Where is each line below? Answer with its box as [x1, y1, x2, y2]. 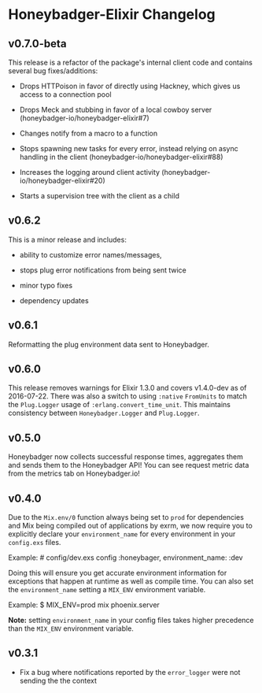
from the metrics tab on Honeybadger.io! [8, 469, 140, 478]
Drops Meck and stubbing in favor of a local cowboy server [19, 105, 212, 114]
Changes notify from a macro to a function [19, 128, 158, 138]
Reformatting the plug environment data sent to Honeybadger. [8, 339, 210, 349]
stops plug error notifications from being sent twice [19, 265, 187, 275]
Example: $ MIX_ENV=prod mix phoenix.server [8, 600, 160, 610]
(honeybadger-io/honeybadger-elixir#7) [19, 113, 149, 123]
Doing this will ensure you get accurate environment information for [8, 569, 227, 578]
